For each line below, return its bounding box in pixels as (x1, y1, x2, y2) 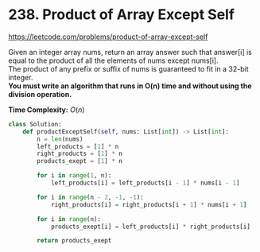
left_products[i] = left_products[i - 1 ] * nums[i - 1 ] (50, 179, 240, 188)
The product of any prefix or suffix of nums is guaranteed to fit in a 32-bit (8, 64, 249, 73)
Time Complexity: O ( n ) (8, 105, 85, 114)
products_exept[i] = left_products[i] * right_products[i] (50, 223, 250, 231)
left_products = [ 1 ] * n (37, 142, 119, 150)
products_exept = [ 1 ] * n (37, 157, 123, 165)
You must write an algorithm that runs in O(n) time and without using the (8, 81, 252, 91)
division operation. (8, 89, 72, 99)
